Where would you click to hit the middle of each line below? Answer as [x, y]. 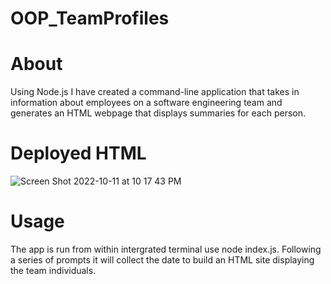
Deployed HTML [78, 153]
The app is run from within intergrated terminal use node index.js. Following [166, 249]
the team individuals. [53, 270]
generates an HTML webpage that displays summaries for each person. [158, 113]
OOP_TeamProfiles [90, 18]
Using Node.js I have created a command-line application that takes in [155, 92]
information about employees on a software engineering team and [146, 103]
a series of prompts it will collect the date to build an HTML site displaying [162, 260]
